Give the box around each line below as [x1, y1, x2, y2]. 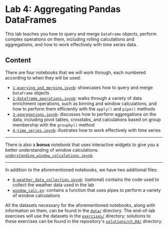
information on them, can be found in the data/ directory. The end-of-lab [5, 207, 155, 213]
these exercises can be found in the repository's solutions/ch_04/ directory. [5, 218, 162, 224]
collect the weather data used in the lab [12, 182, 94, 188]
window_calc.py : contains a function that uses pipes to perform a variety [12, 187, 161, 193]
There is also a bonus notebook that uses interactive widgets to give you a [5, 142, 159, 148]
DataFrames [5, 14, 57, 26]
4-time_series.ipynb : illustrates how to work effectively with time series [12, 127, 161, 133]
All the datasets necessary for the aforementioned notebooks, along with [5, 202, 155, 208]
